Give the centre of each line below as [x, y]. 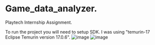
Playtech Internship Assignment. [39, 22]
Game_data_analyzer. [51, 9]
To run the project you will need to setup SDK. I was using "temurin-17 [78, 32]
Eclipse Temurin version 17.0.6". [38, 37]
